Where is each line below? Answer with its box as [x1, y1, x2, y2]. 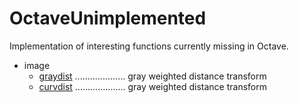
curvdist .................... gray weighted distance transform [38, 80, 268, 92]
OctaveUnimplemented [9, 7, 207, 30]
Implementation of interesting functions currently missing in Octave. [9, 40, 289, 52]
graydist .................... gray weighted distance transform [38, 70, 267, 82]
